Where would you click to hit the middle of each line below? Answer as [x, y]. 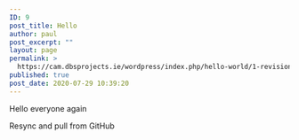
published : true [39, 75]
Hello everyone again [48, 108]
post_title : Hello [43, 26]
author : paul [33, 34]
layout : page [33, 51]
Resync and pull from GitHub [62, 126]
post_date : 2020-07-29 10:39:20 [69, 83]
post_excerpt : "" [41, 42]
